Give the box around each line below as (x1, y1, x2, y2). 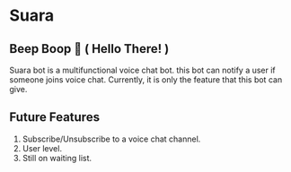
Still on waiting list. (22, 152, 93, 163)
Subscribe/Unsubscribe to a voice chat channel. (22, 133, 201, 144)
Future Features (9, 109, 101, 125)
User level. (22, 142, 63, 153)
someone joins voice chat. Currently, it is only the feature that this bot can (9, 74, 283, 85)
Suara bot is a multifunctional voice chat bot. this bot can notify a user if (9, 64, 276, 75)
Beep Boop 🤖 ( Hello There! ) (9, 41, 170, 56)
